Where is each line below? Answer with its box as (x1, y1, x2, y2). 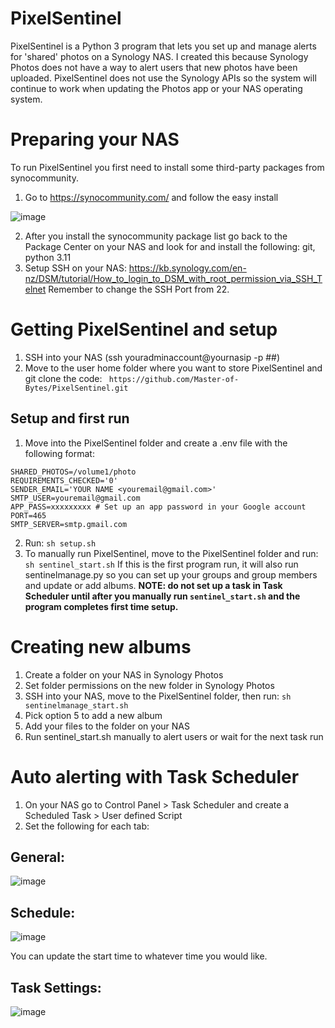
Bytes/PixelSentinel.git (24, 383, 129, 393)
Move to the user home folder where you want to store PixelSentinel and (24, 362, 323, 374)
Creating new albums (10, 635, 192, 658)
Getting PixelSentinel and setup (10, 318, 278, 341)
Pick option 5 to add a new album (24, 709, 163, 721)
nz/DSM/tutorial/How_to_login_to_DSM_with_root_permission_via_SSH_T (24, 272, 323, 284)
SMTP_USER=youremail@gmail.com (10, 493, 141, 503)
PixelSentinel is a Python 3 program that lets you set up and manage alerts (10, 40, 317, 52)
